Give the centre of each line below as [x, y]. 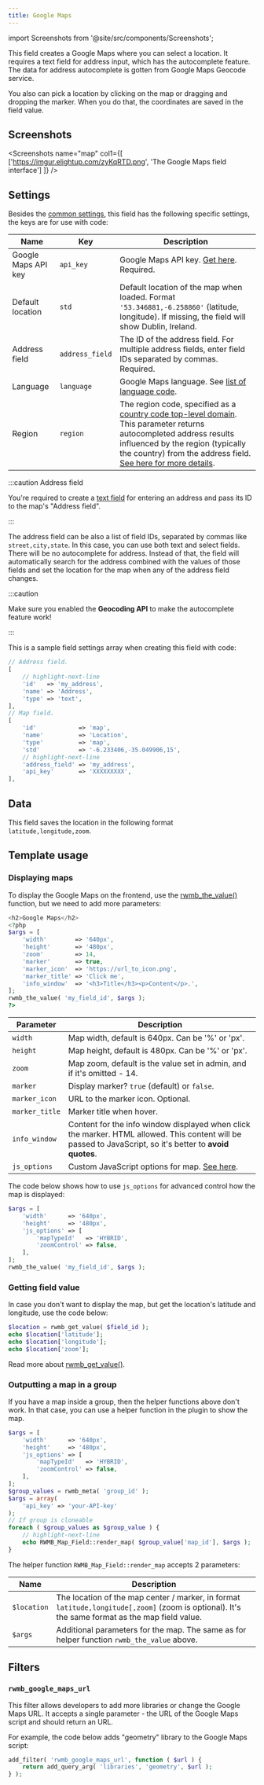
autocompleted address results [177, 434]
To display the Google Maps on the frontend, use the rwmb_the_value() [123, 895]
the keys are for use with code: [58, 222]
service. [21, 78]
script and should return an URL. [61, 1721]
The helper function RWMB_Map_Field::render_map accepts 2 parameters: [124, 1564]
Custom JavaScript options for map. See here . [153, 1166]
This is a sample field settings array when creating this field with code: [123, 648]
